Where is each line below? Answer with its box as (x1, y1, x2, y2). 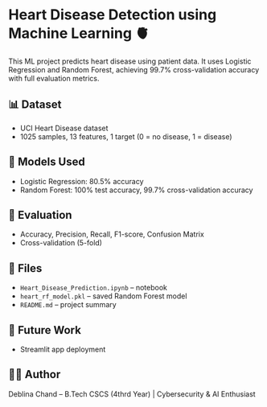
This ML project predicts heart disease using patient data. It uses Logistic (8, 56, 252, 66)
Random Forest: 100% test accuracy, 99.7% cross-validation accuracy (19, 185, 253, 195)
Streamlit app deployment (19, 344, 106, 354)
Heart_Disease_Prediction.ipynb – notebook (19, 283, 167, 293)
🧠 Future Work (8, 323, 82, 337)
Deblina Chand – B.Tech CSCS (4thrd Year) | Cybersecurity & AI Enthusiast (8, 388, 256, 399)
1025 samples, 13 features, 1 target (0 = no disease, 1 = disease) (19, 131, 232, 142)
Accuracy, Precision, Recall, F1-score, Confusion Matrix (19, 229, 205, 239)
